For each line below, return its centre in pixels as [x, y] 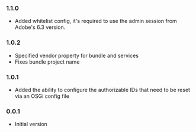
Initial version [31, 124]
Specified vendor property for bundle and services [77, 55]
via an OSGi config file [42, 96]
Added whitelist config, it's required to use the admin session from [96, 21]
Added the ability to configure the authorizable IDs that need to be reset [102, 90]
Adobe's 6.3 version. [40, 27]
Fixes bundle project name [47, 62]
